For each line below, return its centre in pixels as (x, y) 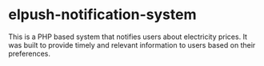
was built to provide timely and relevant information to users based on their (132, 45)
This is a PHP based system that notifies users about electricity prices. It (128, 37)
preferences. (29, 53)
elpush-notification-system (102, 15)
